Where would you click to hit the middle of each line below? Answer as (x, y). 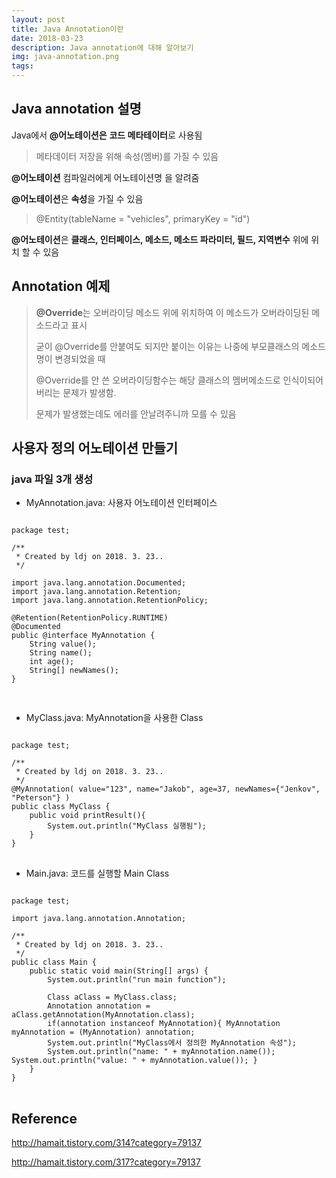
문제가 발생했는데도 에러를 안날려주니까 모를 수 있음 (136, 413)
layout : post (38, 19)
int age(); (52, 662)
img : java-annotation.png (65, 57)
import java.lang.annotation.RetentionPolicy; (110, 601)
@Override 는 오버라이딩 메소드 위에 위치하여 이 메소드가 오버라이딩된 (172, 312)
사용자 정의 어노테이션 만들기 (95, 448)
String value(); (63, 644)
